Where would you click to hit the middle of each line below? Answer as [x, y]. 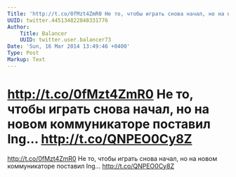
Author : [19, 27]
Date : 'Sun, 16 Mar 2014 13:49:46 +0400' [69, 46]
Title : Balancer [44, 33]
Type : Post [23, 53]
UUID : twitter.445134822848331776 [58, 20]
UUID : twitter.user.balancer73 [66, 40]
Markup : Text [26, 60]
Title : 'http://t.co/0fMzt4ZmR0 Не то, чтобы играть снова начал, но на [116, 14]
